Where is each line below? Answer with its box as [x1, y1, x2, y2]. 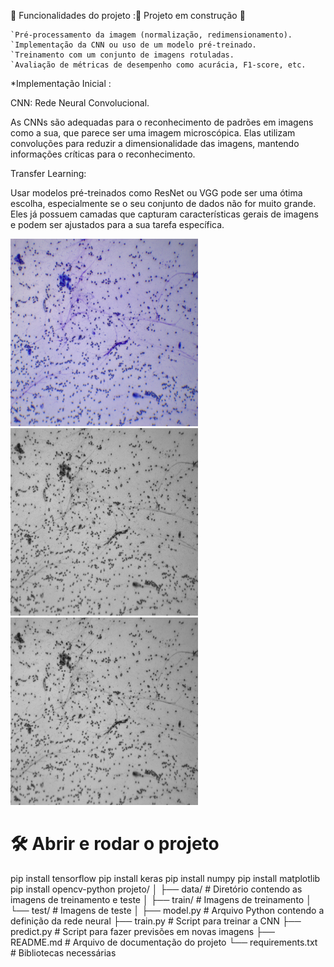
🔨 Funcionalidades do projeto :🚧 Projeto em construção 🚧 [10, 10, 246, 21]
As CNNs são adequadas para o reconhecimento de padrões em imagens [10, 116, 314, 128]
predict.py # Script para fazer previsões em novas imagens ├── [10, 925, 275, 937]
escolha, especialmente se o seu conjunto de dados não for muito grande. [10, 198, 317, 209]
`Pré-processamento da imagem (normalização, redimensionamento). [10, 30, 293, 40]
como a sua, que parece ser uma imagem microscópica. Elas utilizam [10, 127, 296, 139]
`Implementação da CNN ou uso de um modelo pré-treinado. [10, 40, 257, 50]
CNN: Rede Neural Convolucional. [10, 97, 150, 109]
